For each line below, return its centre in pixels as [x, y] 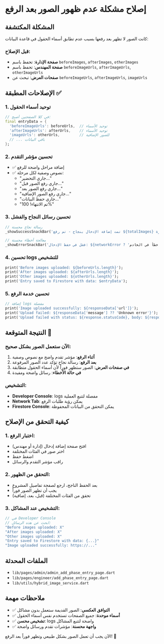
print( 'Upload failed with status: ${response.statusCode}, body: [74, 317]
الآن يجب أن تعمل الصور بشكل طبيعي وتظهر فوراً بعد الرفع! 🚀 [61, 636]
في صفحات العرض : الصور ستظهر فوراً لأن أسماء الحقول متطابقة [71, 368]
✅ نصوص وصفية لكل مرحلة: [38, 173]
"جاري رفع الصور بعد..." [41, 188]
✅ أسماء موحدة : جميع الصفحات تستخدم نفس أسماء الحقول [66, 615]
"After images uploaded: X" [34, 532]
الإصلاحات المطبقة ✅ [33, 93]
